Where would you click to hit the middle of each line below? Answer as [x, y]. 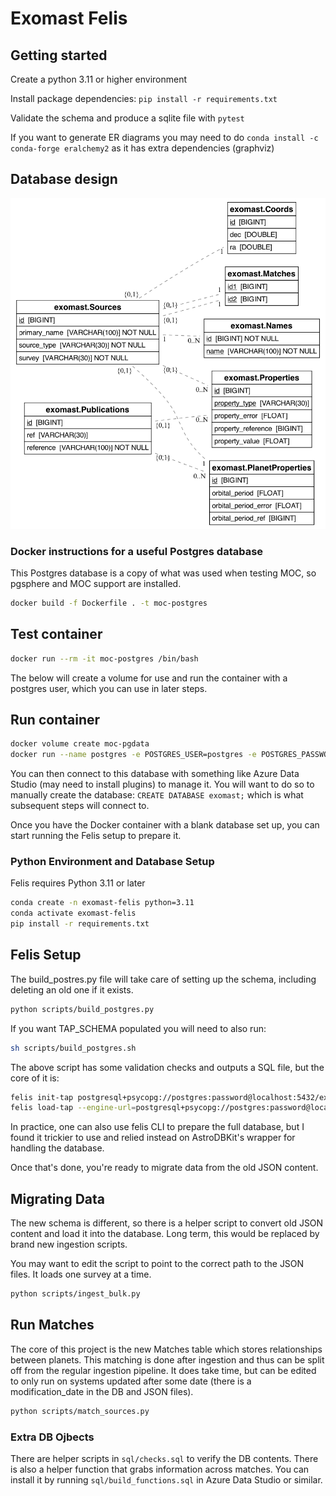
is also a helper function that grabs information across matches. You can [160, 1469]
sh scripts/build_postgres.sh [73, 1048]
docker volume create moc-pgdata [80, 744]
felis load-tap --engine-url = [73, 1108]
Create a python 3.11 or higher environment [99, 79]
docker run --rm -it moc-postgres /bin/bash [104, 658]
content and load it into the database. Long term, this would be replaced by [165, 1234]
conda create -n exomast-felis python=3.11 [102, 903]
